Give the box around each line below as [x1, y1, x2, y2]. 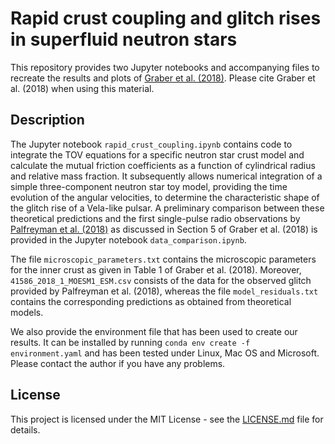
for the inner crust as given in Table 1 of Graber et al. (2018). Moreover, [10, 263, 302, 276]
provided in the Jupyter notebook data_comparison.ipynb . [10, 233, 247, 246]
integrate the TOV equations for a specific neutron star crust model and [10, 148, 305, 161]
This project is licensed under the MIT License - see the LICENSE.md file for [10, 413, 324, 425]
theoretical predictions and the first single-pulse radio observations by [10, 212, 301, 224]
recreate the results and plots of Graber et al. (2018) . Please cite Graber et [10, 72, 316, 84]
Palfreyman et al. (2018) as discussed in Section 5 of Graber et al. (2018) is [10, 223, 318, 235]
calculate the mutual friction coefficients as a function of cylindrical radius [10, 159, 316, 171]
